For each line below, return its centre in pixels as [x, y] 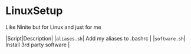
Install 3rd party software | [38, 45]
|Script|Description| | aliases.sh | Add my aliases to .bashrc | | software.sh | [96, 38]
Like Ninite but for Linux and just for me [53, 27]
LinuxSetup [34, 11]
